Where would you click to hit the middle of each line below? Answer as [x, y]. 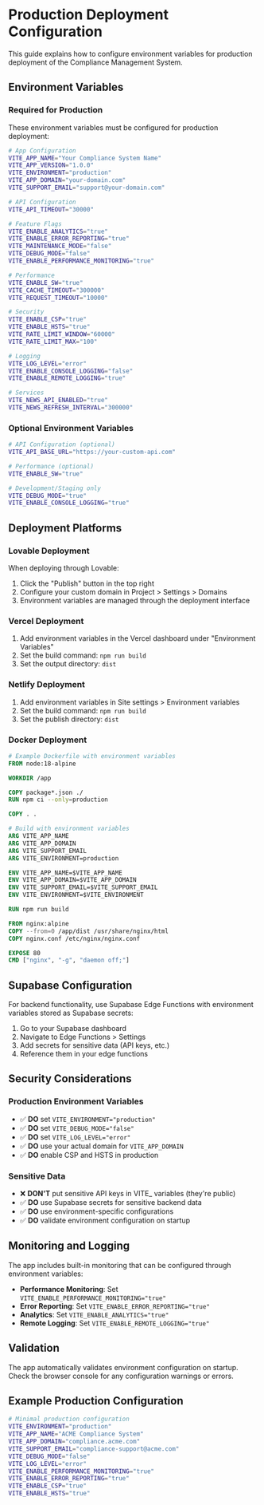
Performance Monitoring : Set [69, 1289]
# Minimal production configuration [69, 1419]
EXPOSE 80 [25, 953]
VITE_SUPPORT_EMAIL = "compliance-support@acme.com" [94, 1449]
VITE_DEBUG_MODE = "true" [48, 496]
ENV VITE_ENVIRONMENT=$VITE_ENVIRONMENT [76, 895]
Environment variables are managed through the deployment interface [135, 600]
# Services [26, 393]
